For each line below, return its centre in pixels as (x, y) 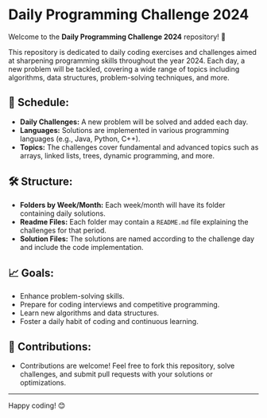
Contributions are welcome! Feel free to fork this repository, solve (127, 366)
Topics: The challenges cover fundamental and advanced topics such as (139, 147)
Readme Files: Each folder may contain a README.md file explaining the (134, 221)
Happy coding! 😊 (37, 406)
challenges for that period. (63, 230)
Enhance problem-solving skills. (72, 296)
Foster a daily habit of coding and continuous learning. (109, 322)
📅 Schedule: (39, 102)
